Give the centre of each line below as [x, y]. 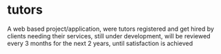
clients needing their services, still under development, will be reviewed [109, 36]
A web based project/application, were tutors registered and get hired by [110, 29]
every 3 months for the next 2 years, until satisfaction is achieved [100, 43]
